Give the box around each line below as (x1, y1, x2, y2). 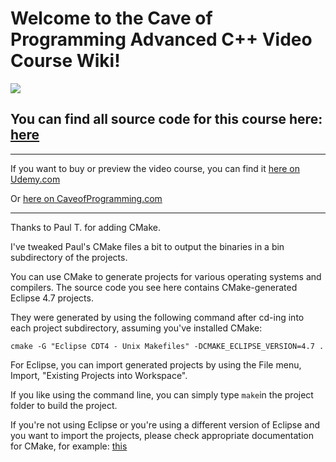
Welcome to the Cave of (10, 7, 213, 30)
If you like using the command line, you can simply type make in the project (10, 388, 314, 401)
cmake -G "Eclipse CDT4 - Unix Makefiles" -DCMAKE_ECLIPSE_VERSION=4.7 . (10, 341, 325, 351)
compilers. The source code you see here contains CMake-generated (10, 281, 298, 293)
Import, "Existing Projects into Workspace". (10, 369, 188, 381)
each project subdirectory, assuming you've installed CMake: (10, 322, 263, 334)
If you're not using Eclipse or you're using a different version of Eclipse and (10, 418, 321, 431)
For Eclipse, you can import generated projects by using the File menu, (10, 358, 302, 371)
